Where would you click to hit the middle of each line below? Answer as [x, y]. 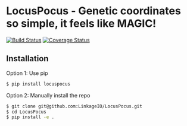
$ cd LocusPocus [26, 112]
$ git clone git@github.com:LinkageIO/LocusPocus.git [74, 106]
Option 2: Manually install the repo [48, 95]
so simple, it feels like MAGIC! [81, 23]
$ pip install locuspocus [38, 84]
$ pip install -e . [30, 117]
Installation [27, 59]
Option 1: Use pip [27, 73]
